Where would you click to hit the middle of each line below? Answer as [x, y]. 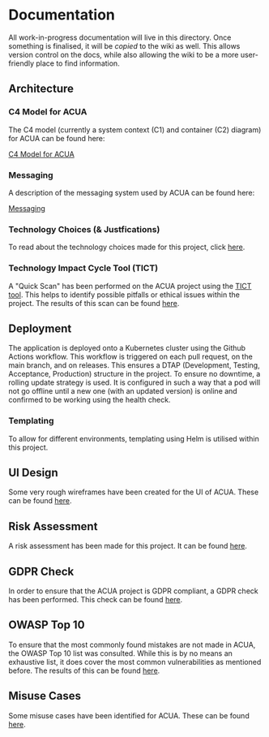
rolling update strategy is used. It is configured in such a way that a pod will [134, 382]
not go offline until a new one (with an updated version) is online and [123, 391]
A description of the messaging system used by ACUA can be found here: [132, 192]
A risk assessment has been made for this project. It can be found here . [128, 546]
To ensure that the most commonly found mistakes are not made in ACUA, [132, 644]
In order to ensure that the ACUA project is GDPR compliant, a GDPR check [133, 591]
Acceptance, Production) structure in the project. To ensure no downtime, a [134, 374]
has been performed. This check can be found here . [96, 600]
